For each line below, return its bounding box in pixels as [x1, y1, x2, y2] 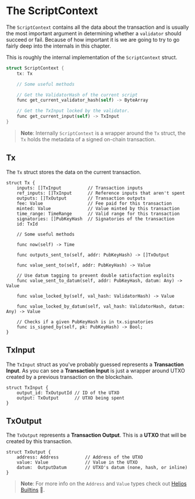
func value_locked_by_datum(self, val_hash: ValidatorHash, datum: [16, 303, 185, 310]
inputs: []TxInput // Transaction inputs [16, 185, 143, 191]
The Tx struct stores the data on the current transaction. [6, 168, 142, 175]
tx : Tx [16, 71, 33, 76]
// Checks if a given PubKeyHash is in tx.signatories [16, 319, 154, 325]
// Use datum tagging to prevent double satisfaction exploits [16, 272, 175, 278]
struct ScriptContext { [6, 65, 65, 71]
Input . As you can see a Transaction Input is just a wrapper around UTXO [6, 367, 185, 374]
